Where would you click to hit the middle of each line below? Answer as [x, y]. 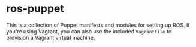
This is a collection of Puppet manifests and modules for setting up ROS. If [98, 25]
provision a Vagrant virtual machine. [51, 37]
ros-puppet [35, 9]
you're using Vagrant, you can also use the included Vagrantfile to [89, 31]
